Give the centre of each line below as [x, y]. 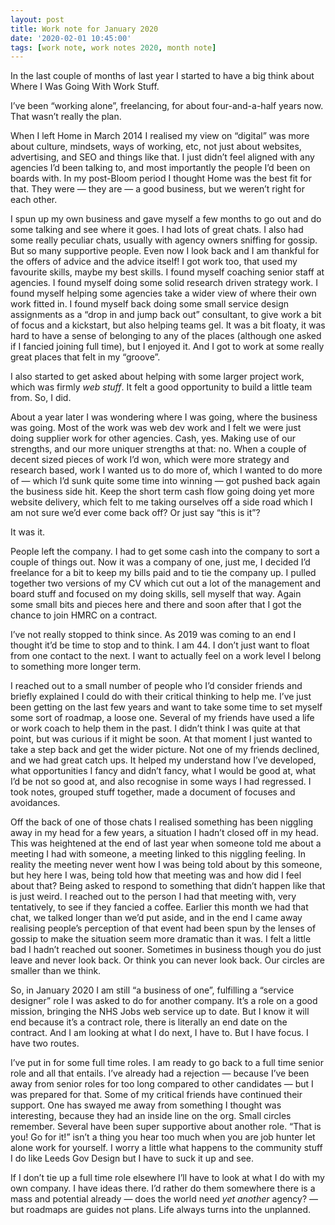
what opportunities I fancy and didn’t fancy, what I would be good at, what [163, 771]
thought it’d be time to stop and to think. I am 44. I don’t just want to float [160, 645]
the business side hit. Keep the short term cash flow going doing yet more [162, 492]
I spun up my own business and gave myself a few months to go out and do [166, 219]
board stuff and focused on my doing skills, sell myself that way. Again [156, 594]
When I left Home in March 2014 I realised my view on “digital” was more [160, 136]
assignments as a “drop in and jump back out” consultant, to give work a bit [166, 315]
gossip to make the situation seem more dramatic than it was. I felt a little [161, 939]
